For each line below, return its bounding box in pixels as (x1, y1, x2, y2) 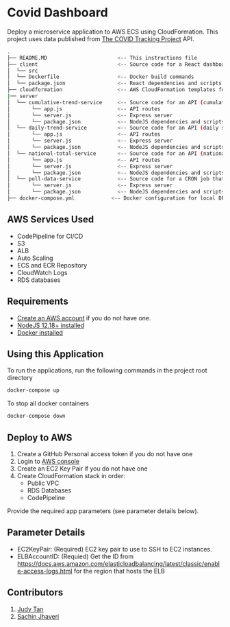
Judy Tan (16, 605, 44, 613)
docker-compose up (7, 387, 60, 394)
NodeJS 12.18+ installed (16, 321, 85, 329)
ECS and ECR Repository (16, 261, 88, 269)
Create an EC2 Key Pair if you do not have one (16, 464, 149, 473)
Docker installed (16, 328, 64, 337)
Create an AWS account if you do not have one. (16, 313, 152, 322)
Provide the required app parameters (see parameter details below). (7, 506, 199, 515)
